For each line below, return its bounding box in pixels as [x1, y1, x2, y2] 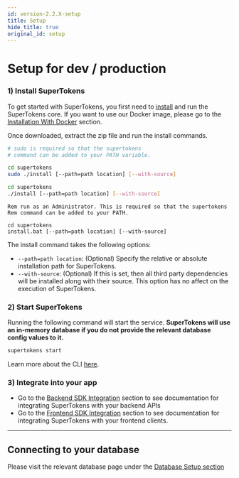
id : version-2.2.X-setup [7, 10, 81, 18]
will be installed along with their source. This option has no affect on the [17, 276, 229, 285]
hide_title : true [7, 23, 59, 31]
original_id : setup [7, 30, 65, 38]
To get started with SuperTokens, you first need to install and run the [7, 102, 208, 111]
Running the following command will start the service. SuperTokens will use [7, 318, 231, 327]
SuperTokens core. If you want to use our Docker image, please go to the [7, 109, 222, 118]
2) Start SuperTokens [7, 302, 83, 312]
